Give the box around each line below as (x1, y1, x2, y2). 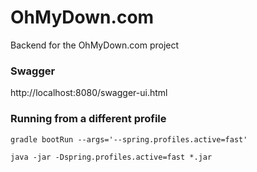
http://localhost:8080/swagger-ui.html (10, 87, 168, 99)
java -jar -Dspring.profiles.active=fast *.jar (10, 152, 213, 162)
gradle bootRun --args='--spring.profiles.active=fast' (10, 134, 248, 145)
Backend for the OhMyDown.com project (10, 39, 180, 51)
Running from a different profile (10, 112, 167, 126)
